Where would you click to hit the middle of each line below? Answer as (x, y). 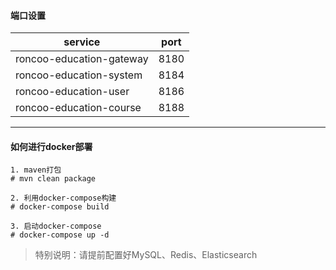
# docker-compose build (60, 207)
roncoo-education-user (72, 92)
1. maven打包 (36, 170)
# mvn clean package (53, 179)
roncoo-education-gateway (82, 59)
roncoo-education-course (78, 108)
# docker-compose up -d (60, 235)
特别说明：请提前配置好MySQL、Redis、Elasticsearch (146, 255)
